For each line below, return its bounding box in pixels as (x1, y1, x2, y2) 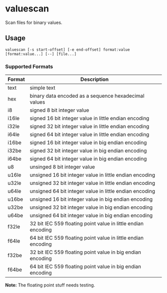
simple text (29, 84, 56, 91)
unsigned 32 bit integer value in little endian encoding (29, 180, 156, 187)
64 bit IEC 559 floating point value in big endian (29, 263, 142, 270)
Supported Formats (5, 63, 53, 70)
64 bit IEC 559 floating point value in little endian (29, 235, 144, 242)
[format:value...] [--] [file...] (5, 51, 77, 56)
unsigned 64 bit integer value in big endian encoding (29, 212, 153, 219)
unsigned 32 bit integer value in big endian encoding (29, 204, 153, 211)
